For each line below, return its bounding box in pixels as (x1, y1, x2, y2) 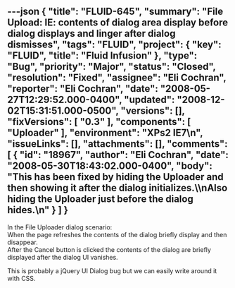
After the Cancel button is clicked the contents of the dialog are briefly (7, 245, 211, 253)
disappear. (7, 238, 38, 246)
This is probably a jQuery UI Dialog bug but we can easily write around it (7, 266, 217, 275)
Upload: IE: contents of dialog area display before (7, 17, 229, 29)
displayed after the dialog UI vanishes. (7, 253, 118, 261)
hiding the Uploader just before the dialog (7, 193, 193, 205)
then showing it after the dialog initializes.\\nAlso (7, 182, 228, 194)
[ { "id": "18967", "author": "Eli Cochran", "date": (7, 149, 229, 161)
